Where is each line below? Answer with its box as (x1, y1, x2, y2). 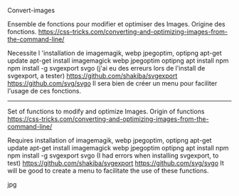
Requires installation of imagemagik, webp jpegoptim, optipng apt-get (7, 136, 212, 145)
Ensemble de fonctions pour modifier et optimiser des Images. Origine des (7, 20, 225, 28)
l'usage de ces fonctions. (7, 87, 82, 95)
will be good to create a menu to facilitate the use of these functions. (7, 167, 209, 175)
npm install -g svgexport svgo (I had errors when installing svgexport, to (7, 151, 219, 160)
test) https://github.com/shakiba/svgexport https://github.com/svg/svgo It (7, 159, 224, 167)
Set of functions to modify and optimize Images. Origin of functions (7, 107, 205, 115)
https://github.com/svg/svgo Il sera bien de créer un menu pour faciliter (7, 79, 218, 88)
